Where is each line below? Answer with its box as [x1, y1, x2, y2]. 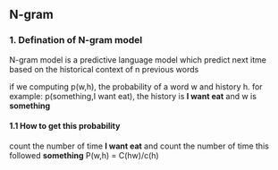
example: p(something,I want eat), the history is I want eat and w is [9, 90, 257, 101]
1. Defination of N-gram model [9, 34, 143, 47]
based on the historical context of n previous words [9, 64, 199, 74]
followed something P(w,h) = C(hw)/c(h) [9, 149, 159, 160]
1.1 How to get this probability [9, 121, 121, 132]
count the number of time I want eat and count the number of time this [9, 140, 270, 151]
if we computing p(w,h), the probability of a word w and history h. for [9, 81, 263, 92]
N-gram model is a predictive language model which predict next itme [9, 54, 266, 65]
